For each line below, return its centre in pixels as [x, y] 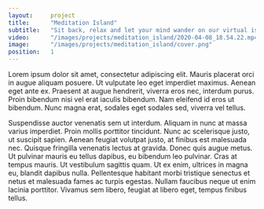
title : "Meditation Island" [63, 23]
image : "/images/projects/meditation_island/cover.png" [110, 45]
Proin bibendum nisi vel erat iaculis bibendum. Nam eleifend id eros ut [121, 99]
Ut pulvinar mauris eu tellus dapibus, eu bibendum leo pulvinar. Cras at [123, 156]
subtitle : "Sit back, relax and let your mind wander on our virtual [128, 30]
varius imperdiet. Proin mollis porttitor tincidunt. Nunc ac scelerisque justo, [129, 131]
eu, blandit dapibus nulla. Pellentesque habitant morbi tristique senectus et [129, 173]
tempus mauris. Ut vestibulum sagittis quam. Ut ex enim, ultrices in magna [128, 165]
